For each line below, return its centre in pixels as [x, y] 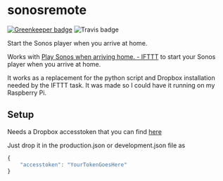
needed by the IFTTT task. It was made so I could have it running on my [111, 85]
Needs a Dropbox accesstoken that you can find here [84, 131]
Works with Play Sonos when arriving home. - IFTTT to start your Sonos [111, 56]
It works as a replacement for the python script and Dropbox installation [111, 78]
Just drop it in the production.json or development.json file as [96, 145]
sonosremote [47, 10]
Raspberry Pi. [27, 93]
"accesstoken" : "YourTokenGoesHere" [74, 165]
